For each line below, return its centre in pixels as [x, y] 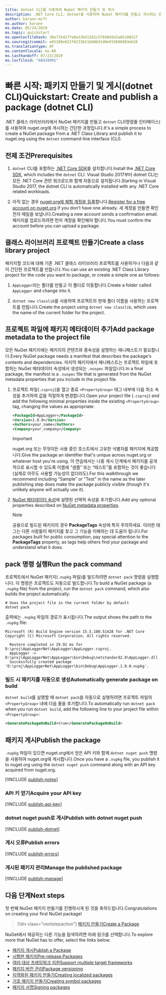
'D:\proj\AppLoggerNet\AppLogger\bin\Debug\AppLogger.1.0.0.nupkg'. [77, 666]
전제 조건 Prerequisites [39, 155]
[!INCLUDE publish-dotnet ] [33, 829]
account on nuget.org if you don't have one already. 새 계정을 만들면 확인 [85, 208]
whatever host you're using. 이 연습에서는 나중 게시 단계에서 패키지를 [80, 461]
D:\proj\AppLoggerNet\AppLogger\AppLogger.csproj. [58, 649]
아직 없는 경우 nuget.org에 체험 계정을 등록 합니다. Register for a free [79, 202]
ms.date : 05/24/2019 [26, 28]
